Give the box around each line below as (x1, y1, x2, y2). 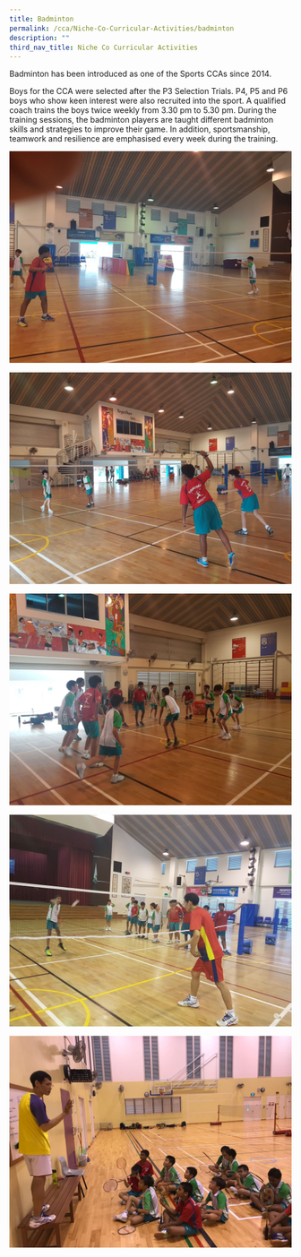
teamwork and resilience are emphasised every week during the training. (9, 133, 279, 144)
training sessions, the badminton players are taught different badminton (9, 115, 274, 125)
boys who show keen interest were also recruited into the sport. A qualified (9, 95, 287, 107)
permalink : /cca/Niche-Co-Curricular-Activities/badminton (9, 23, 235, 33)
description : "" (9, 33, 70, 42)
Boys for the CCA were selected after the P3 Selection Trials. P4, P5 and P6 (9, 86, 288, 97)
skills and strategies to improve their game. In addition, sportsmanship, (9, 124, 271, 134)
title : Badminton (9, 14, 74, 23)
